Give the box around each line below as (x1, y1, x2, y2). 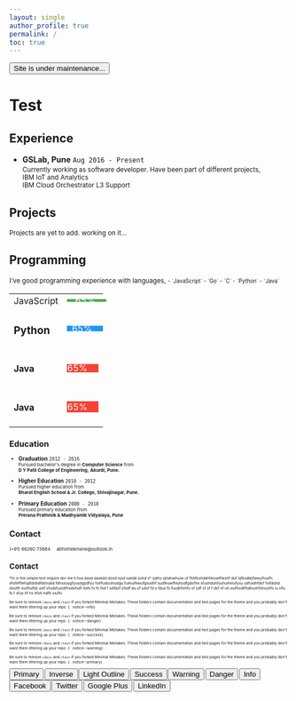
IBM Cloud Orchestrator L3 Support (21, 181, 130, 190)
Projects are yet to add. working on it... (9, 228, 127, 238)
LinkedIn (137, 681, 167, 690)
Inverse (48, 669, 74, 679)
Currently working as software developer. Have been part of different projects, (21, 165, 261, 174)
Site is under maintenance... (13, 64, 106, 74)
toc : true (9, 37, 46, 47)
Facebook (13, 681, 47, 690)
